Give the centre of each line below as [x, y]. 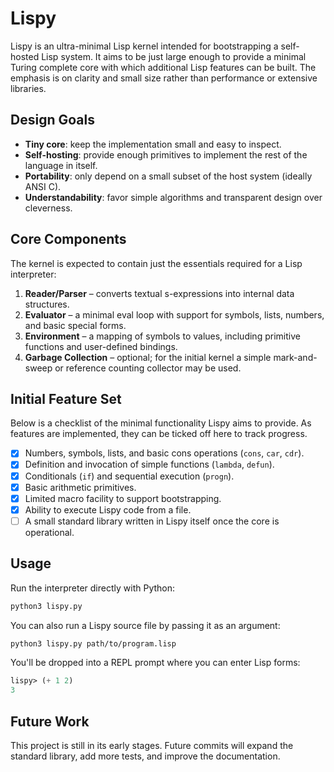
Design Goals [52, 120]
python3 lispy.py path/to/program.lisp [93, 643]
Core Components [68, 239]
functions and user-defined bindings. [101, 346]
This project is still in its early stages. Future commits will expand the [152, 745]
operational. [49, 532]
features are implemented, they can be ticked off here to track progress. [159, 434]
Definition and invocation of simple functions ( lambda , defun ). [149, 464]
